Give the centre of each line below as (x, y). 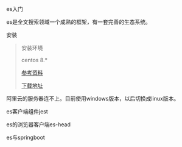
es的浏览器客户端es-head (39, 124)
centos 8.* (34, 60)
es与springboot (26, 137)
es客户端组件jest (27, 111)
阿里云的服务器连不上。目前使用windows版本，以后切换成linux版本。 (93, 99)
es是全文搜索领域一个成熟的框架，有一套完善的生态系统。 (79, 22)
